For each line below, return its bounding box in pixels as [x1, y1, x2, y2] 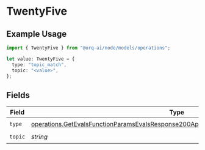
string [31, 132, 48, 141]
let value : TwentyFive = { [6, 56, 75, 62]
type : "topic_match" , [12, 61, 67, 68]
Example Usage [6, 29, 67, 39]
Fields [6, 90, 31, 100]
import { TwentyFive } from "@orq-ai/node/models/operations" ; [6, 45, 171, 51]
